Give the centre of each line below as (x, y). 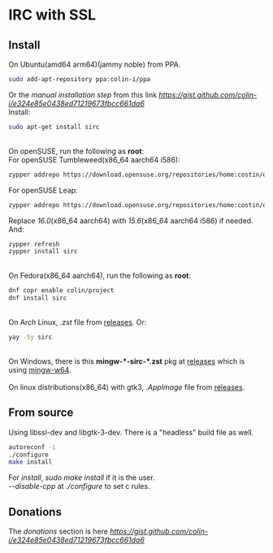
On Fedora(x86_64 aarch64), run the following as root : (100, 276)
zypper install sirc (43, 252)
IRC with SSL (52, 15)
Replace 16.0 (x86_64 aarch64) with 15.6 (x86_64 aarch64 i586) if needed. (131, 220)
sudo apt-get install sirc (54, 127)
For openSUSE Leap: (43, 190)
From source (41, 413)
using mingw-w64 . (40, 369)
